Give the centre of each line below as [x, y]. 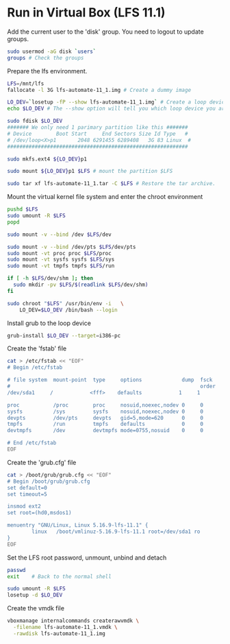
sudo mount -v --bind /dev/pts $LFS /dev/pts [72, 247]
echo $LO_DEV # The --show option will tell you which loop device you [111, 109]
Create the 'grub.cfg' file [42, 462]
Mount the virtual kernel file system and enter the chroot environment [105, 197]
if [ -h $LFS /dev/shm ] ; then [50, 278]
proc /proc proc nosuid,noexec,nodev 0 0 [105, 405]
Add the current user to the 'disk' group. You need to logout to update [105, 32]
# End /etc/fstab [32, 443]
